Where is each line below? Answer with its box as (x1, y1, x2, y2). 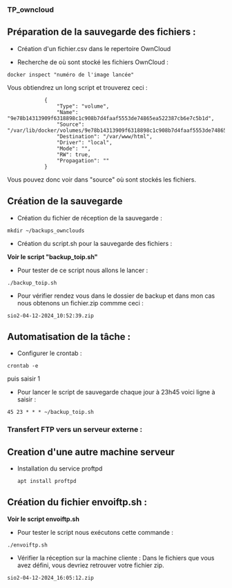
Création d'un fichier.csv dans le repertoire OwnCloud (17, 44, 171, 53)
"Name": (56, 108, 79, 115)
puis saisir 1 (7, 374, 40, 383)
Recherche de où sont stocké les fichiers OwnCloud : (17, 57, 169, 66)
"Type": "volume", (56, 102, 110, 110)
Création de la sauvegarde (7, 196, 123, 207)
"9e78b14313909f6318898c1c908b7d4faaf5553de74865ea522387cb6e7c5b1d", (7, 115, 215, 122)
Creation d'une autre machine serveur (7, 446, 175, 457)
